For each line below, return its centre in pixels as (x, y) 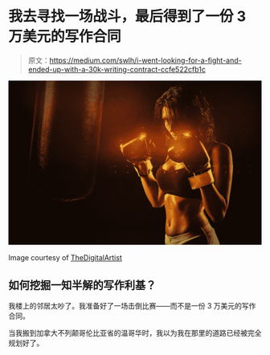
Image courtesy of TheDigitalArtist (65, 258)
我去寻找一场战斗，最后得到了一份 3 (127, 16)
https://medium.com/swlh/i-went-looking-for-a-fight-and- (146, 60)
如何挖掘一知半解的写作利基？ (82, 285)
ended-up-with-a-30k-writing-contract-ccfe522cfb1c (117, 69)
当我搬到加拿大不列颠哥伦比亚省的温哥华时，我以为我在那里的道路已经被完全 (135, 333)
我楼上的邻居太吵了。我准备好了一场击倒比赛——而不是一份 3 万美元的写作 (132, 306)
